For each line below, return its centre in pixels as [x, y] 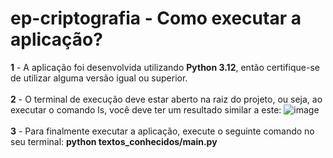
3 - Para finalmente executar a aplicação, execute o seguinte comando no [162, 131]
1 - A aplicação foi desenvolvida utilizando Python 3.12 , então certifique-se [165, 67]
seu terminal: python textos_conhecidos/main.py [114, 141]
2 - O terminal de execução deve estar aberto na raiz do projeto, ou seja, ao [166, 99]
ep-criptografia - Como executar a [156, 18]
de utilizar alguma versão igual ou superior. [99, 78]
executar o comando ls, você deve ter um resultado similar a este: [146, 109]
